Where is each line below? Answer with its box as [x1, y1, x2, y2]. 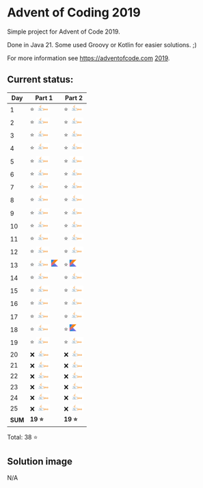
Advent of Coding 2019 [7, 5, 141, 21]
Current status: [7, 74, 74, 86]
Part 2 [64, 94, 83, 102]
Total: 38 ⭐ [7, 433, 38, 441]
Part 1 [35, 94, 53, 102]
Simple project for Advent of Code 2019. [7, 27, 121, 36]
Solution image [7, 455, 73, 467]
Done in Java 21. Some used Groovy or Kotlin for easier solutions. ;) [7, 40, 197, 49]
